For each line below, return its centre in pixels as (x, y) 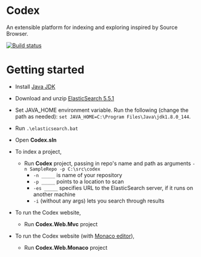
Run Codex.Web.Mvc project (61, 224)
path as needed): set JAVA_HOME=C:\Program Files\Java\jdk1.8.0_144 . (103, 116)
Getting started (45, 70)
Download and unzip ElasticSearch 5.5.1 (64, 98)
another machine (54, 194)
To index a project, (38, 151)
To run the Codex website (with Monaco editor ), (75, 236)
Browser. (17, 33)
